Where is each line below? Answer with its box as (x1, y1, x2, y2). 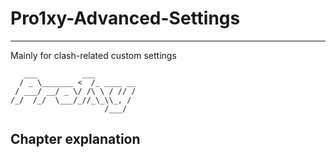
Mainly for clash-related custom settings (10, 49, 177, 61)
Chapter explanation (10, 131, 141, 148)
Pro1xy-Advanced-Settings (10, 7, 241, 30)
